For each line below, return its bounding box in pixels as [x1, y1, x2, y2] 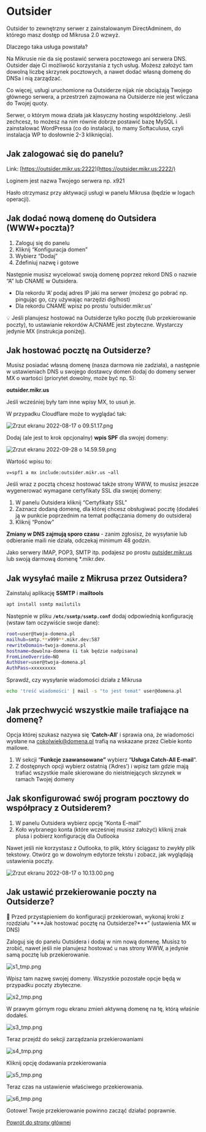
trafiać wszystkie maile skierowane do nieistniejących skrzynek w [15, 769, 182, 776]
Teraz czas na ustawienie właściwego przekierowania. [6, 1083, 144, 1090]
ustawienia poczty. [6, 857, 54, 864]
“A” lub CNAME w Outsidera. [6, 277, 78, 284]
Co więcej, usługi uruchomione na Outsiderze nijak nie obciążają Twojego [6, 86, 193, 93]
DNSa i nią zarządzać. [6, 74, 63, 82]
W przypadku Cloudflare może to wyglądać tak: [6, 410, 127, 418]
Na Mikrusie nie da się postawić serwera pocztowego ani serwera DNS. [6, 55, 187, 62]
